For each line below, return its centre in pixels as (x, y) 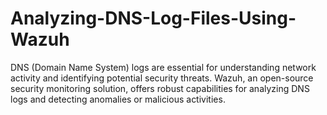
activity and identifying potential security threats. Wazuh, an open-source (162, 78)
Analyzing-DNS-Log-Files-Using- (153, 18)
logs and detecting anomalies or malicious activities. (118, 99)
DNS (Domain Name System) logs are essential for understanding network (163, 67)
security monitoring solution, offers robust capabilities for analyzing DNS (160, 88)
